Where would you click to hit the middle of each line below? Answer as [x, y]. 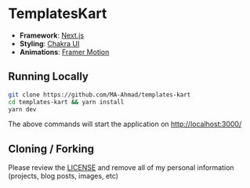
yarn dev [22, 109]
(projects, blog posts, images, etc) [63, 176]
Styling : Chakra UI [49, 43]
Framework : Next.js [52, 35]
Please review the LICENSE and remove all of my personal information [121, 168]
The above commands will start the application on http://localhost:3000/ [125, 124]
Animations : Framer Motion [64, 52]
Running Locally [48, 76]
